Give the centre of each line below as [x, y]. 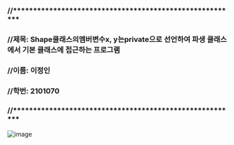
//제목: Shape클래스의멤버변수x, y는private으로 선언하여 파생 [106, 39]
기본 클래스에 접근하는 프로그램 [71, 50]
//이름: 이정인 [29, 70]
